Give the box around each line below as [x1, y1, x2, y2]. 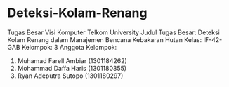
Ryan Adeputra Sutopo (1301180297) [17, 72, 124, 80]
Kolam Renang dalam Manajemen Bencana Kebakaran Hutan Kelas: [7, 35, 202, 43]
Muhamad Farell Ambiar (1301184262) [17, 56, 128, 65]
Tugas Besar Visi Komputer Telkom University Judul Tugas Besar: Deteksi [7, 28, 220, 36]
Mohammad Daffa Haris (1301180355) [17, 64, 127, 72]
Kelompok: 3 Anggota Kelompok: [21, 43, 117, 51]
